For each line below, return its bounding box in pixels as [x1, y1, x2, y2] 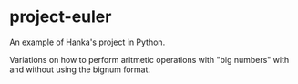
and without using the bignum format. [9, 64, 151, 75]
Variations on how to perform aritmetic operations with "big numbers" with [9, 54, 290, 65]
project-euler [9, 6, 112, 27]
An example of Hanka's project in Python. [9, 37, 166, 47]
